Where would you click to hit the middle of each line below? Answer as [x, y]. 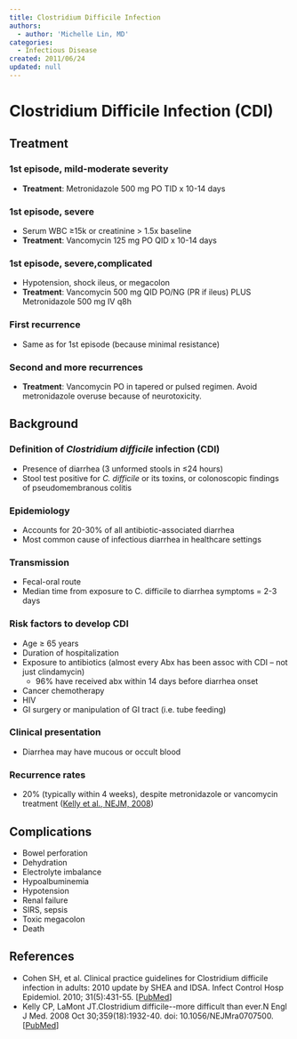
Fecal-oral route [52, 582]
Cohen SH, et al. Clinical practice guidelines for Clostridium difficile [145, 978]
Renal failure [45, 900]
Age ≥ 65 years [50, 643]
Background [44, 424]
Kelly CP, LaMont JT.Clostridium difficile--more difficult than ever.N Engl [154, 1006]
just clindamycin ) [53, 672]
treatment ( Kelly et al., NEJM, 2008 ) [88, 804]
